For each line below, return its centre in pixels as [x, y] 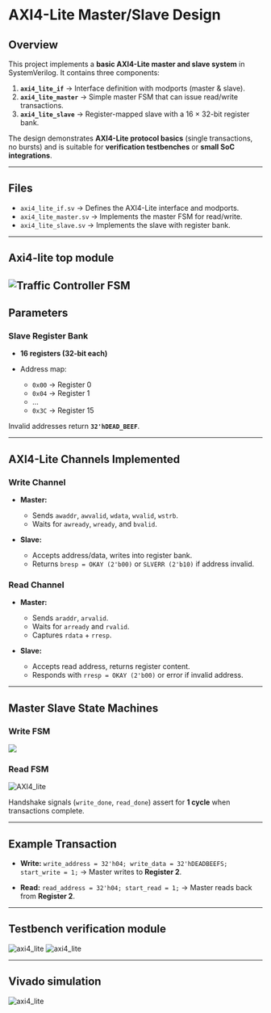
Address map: [43, 369]
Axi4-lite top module [61, 258]
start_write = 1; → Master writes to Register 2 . [101, 872]
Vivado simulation [55, 982]
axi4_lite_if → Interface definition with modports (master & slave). [133, 88]
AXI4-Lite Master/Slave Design [115, 15]
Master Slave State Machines [83, 708]
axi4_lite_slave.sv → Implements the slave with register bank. [125, 225]
